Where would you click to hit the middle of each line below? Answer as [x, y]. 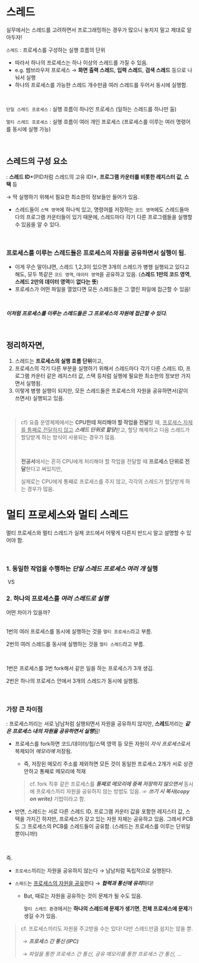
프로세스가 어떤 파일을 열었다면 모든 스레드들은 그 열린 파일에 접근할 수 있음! [103, 289]
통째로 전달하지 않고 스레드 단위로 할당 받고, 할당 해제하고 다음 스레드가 [108, 430]
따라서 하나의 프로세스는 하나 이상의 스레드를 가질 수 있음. [81, 62]
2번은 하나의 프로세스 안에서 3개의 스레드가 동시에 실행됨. [73, 681]
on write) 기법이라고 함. [58, 799]
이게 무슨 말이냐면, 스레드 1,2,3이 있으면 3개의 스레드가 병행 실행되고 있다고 [102, 267]
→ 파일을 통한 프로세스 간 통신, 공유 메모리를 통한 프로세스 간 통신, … [102, 953]
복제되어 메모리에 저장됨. [43, 751]
